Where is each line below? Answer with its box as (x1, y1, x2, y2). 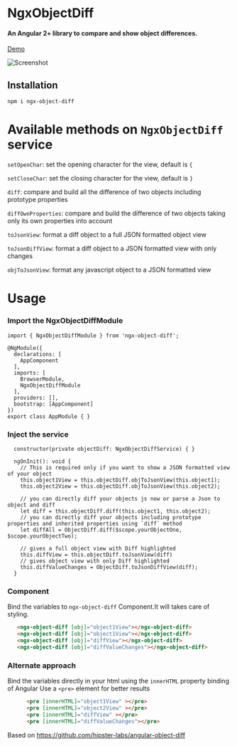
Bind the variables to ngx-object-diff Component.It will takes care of (7, 602, 210, 611)
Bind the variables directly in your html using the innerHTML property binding (7, 677, 229, 686)
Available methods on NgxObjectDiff (7, 122, 224, 138)
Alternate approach (7, 660, 77, 670)
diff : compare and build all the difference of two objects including (7, 188, 202, 196)
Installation (7, 79, 58, 91)
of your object (7, 470, 53, 477)
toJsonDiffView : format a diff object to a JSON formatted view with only (7, 244, 217, 253)
